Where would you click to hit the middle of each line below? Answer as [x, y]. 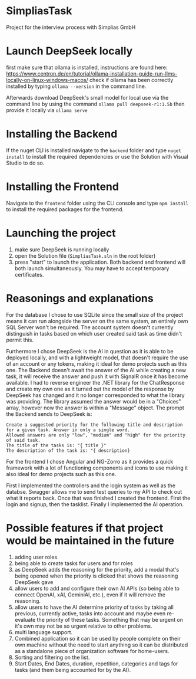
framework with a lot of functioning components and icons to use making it [97, 468]
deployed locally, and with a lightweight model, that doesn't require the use [97, 357]
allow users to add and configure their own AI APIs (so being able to [97, 588]
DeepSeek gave [34, 582]
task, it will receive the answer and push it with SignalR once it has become [97, 376]
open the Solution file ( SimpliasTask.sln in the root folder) [85, 255]
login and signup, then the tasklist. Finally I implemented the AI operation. [95, 504]
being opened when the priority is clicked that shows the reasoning [96, 576]
